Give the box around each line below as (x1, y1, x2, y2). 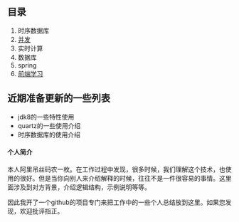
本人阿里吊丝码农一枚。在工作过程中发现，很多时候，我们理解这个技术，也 (7, 165, 225, 174)
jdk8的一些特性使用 (17, 112, 75, 121)
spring (17, 60, 37, 69)
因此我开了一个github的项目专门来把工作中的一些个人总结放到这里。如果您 (7, 198, 225, 206)
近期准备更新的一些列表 (7, 92, 110, 105)
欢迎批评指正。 (19, 206, 64, 215)
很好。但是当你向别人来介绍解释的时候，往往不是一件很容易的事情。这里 (19, 174, 232, 182)
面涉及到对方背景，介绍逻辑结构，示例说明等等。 (7, 183, 151, 191)
